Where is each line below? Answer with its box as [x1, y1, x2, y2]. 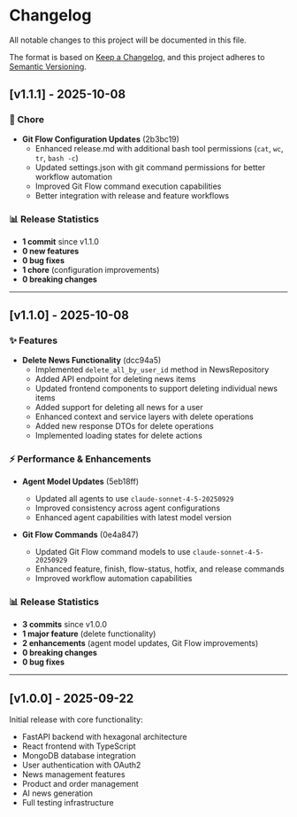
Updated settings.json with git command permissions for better [34, 161, 266, 173]
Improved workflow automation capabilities [34, 572, 193, 583]
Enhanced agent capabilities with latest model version [34, 511, 232, 523]
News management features [21, 769, 126, 780]
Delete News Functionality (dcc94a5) [21, 354, 162, 365]
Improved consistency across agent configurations [34, 502, 221, 513]
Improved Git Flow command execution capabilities [34, 181, 222, 191]
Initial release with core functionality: [9, 714, 143, 725]
